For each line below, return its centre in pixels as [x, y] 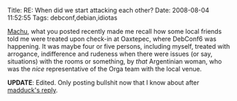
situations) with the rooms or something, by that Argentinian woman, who [115, 61]
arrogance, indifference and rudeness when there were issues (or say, [110, 54]
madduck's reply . [33, 90]
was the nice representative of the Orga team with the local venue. [105, 69]
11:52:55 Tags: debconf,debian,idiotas [62, 18]
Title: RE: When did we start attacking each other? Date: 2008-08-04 [108, 10]
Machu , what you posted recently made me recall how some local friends [115, 31]
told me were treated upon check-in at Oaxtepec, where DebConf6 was [112, 39]
